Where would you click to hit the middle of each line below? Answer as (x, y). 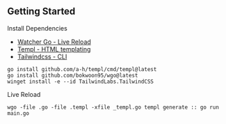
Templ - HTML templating (54, 49)
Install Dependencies (37, 28)
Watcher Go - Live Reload (54, 42)
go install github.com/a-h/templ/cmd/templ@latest (82, 69)
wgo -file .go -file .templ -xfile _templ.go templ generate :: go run (113, 107)
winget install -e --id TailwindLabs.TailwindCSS (81, 82)
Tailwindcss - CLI (42, 56)
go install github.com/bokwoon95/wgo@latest (73, 75)
